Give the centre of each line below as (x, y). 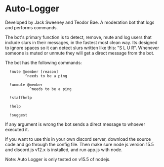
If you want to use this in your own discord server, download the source (78, 139)
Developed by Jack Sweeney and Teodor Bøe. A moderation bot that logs (80, 22)
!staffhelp (21, 98)
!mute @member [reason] (34, 72)
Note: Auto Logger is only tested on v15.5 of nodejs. (58, 159)
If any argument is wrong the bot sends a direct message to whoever (75, 124)
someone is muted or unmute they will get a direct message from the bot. (80, 53)
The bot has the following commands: (44, 62)
